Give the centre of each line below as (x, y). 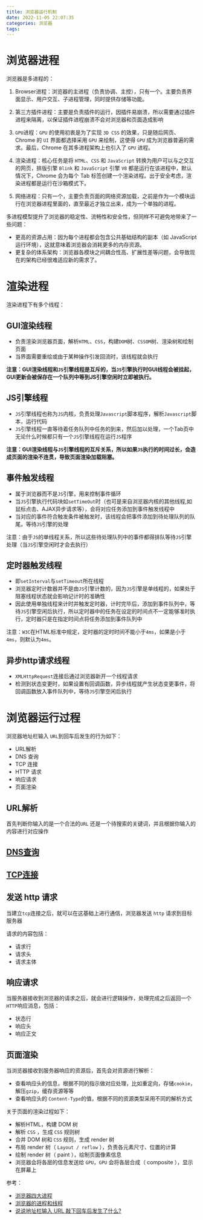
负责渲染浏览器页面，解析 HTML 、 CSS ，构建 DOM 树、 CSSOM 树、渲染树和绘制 (104, 341)
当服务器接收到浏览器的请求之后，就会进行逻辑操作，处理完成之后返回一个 (99, 998)
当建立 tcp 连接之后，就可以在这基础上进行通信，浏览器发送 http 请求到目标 (99, 913)
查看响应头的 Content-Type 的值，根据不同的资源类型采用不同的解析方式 (103, 1099)
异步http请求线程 (38, 660)
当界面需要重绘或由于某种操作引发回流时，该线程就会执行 (86, 356)
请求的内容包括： (27, 933)
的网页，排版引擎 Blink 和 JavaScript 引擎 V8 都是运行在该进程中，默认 (103, 168)
